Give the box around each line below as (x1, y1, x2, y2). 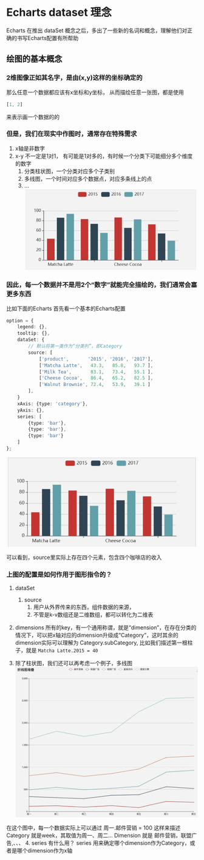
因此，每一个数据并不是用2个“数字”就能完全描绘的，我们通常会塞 (6, 280, 197, 289)
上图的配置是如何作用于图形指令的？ (6, 570, 112, 578)
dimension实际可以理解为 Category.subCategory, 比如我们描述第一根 (15, 639, 188, 646)
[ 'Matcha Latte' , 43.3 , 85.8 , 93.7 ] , (38, 362, 154, 368)
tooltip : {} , (17, 330, 50, 337)
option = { (6, 317, 34, 323)
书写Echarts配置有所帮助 (16, 34, 79, 41)
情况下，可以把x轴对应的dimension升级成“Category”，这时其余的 (15, 632, 178, 639)
